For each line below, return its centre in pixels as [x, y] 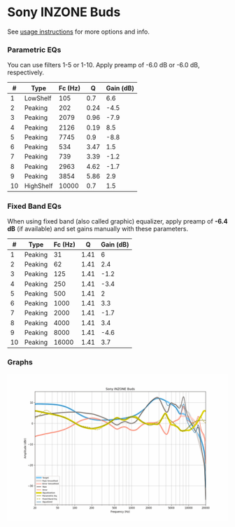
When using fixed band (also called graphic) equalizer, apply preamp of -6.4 [118, 221]
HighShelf [38, 186]
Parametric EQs [34, 50]
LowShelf [38, 98]
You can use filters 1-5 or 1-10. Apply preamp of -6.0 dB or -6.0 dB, [104, 65]
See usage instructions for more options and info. [79, 32]
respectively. [26, 73]
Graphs [20, 362]
